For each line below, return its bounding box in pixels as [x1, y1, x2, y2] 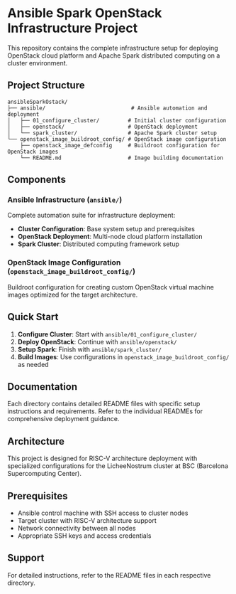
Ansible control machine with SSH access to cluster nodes [17, 509, 189, 517]
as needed [17, 360, 49, 368]
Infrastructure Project [7, 20, 138, 36]
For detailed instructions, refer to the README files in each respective [7, 571, 211, 579]
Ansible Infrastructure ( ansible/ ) [7, 195, 123, 205]
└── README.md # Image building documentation [20, 154, 223, 161]
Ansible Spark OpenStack [7, 5, 162, 21]
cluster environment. [7, 58, 68, 67]
